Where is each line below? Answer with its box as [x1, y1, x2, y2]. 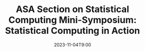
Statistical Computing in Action [5, 25, 140, 36]
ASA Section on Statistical [15, 4, 130, 15]
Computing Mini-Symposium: [8, 14, 137, 26]
